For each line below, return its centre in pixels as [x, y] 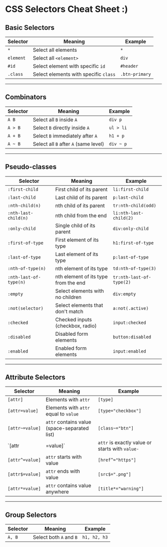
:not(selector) [26, 308]
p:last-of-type [131, 257]
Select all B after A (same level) [69, 144]
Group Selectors [31, 515]
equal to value [62, 414]
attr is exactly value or [125, 443]
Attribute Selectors [35, 377]
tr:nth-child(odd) [134, 205]
